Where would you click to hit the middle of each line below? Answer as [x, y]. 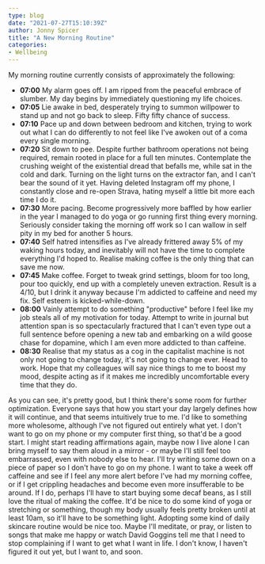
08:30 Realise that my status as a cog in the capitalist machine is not [132, 351]
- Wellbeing [28, 52]
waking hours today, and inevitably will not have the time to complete [132, 250]
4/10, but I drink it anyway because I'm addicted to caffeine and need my [138, 292]
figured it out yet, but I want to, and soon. [76, 552]
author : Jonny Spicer [44, 30]
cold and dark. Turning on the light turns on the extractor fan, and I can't [137, 174]
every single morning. [55, 141]
